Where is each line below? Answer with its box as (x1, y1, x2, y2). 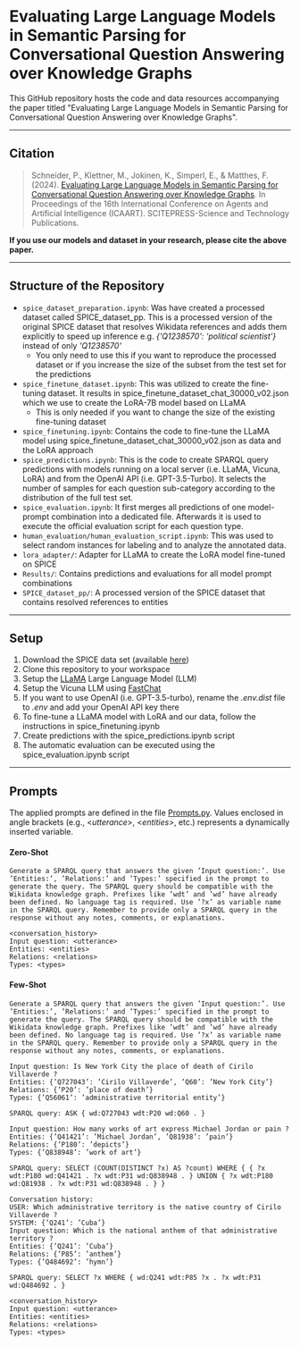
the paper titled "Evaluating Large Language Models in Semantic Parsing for (9, 102, 288, 113)
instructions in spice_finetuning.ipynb (21, 721, 161, 732)
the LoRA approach (21, 444, 94, 455)
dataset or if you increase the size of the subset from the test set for (35, 359, 287, 370)
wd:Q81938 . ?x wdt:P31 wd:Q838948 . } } (9, 1179, 166, 1188)
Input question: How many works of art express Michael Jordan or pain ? (9, 1124, 290, 1133)
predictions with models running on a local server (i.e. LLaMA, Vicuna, (21, 463, 281, 475)
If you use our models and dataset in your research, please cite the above (9, 234, 287, 245)
